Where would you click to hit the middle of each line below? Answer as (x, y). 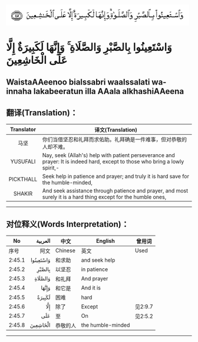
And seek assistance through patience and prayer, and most (115, 190)
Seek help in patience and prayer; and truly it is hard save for (116, 176)
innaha (19, 91)
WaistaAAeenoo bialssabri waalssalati (78, 82)
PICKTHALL (23, 180)
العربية (43, 241)
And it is (91, 288)
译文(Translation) (115, 129)
